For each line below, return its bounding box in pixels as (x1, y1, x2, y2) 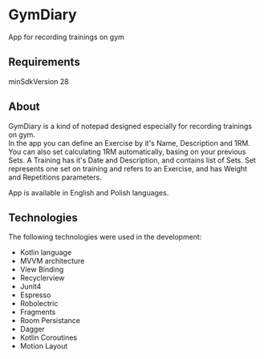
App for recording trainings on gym (8, 32, 124, 42)
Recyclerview (19, 273, 65, 283)
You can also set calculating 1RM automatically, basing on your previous (8, 147, 246, 156)
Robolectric (19, 299, 59, 309)
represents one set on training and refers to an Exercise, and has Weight (8, 163, 247, 173)
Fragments (19, 307, 56, 317)
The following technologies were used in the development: (8, 232, 202, 242)
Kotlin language (19, 248, 72, 257)
